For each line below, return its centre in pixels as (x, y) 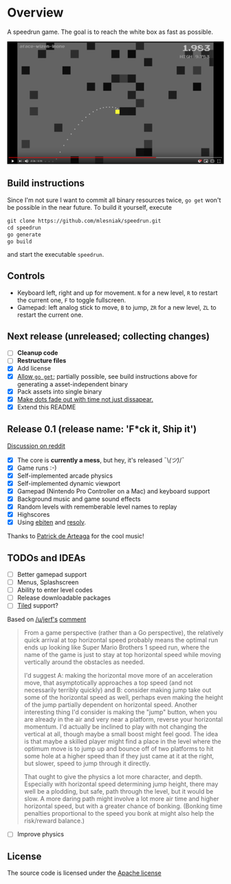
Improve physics (40, 834)
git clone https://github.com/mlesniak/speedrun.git (84, 221)
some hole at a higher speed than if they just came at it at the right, (119, 756)
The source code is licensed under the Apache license (84, 873)
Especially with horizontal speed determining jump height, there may (121, 784)
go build (20, 242)
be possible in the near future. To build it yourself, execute (89, 207)
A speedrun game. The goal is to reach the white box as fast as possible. (110, 32)
